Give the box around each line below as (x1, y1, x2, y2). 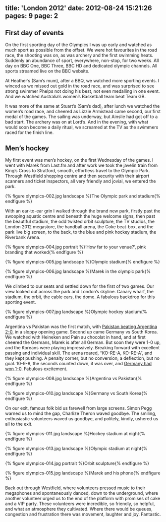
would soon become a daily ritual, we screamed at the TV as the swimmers (5, 124, 159, 130)
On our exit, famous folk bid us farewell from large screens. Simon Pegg (5, 405, 152, 411)
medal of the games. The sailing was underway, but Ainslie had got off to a (5, 114, 158, 120)
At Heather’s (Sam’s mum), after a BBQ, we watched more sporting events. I (5, 78, 160, 84)
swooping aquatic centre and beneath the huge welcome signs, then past (5, 213, 155, 219)
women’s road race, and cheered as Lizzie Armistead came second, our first (5, 109, 161, 115)
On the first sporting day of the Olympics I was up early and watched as (5, 42, 152, 48)
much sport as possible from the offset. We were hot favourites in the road (5, 47, 158, 53)
